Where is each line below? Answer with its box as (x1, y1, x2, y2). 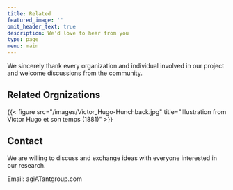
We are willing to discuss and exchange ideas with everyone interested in (7, 154, 218, 162)
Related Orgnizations (7, 89, 101, 101)
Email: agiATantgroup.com (7, 175, 82, 183)
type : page (7, 36, 39, 43)
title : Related (7, 10, 51, 17)
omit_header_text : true (7, 23, 77, 30)
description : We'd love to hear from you (7, 29, 129, 37)
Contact (7, 135, 43, 147)
